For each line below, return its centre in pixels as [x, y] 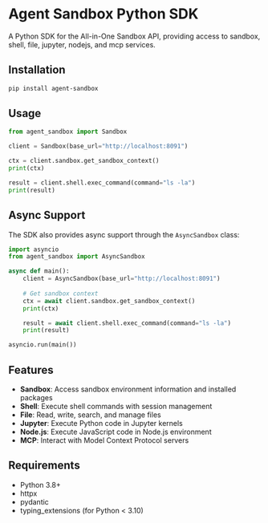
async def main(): [39, 271]
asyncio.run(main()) [43, 345]
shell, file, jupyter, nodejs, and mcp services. [82, 44]
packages [37, 397]
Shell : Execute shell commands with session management [116, 406]
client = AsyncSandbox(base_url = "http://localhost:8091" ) [122, 279]
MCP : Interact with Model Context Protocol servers [104, 440]
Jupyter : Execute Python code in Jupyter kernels [101, 423]
